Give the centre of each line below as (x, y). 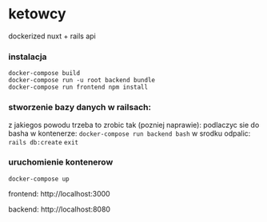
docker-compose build (44, 73)
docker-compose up (39, 179)
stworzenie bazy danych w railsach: (80, 107)
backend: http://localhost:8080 (59, 209)
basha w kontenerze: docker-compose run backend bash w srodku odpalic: (130, 133)
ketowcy (37, 14)
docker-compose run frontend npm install (78, 87)
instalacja (28, 57)
